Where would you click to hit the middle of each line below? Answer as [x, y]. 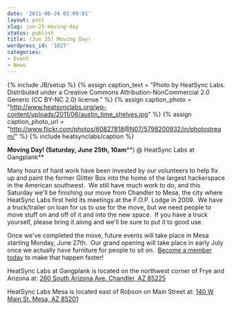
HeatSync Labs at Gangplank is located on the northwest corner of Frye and [116, 271]
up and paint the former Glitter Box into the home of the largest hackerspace [116, 178]
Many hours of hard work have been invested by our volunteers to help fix [113, 170]
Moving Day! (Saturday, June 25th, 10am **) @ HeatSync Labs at [101, 149]
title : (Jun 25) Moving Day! [49, 39]
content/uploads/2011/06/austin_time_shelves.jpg [78, 114]
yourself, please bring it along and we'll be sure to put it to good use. [105, 221]
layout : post [26, 20]
